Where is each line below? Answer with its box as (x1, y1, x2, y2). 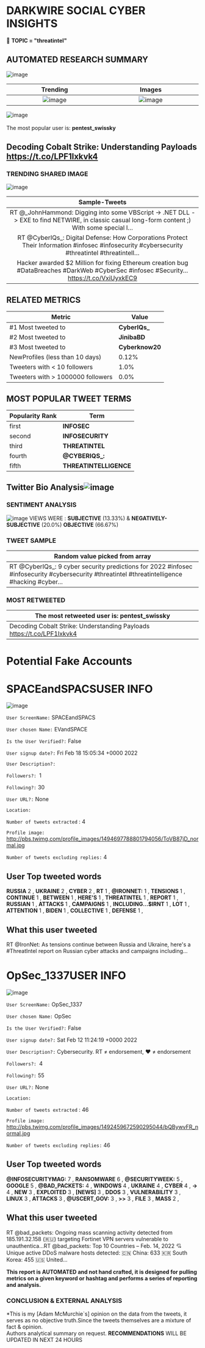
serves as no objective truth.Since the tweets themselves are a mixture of (6, 1316, 192, 1324)
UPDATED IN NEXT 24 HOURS (6, 1336, 82, 1343)
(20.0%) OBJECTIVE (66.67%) (41, 521, 119, 528)
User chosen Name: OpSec (6, 1013, 72, 1020)
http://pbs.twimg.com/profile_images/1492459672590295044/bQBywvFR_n (6, 1123, 198, 1131)
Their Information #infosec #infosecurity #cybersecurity (22, 241, 183, 250)
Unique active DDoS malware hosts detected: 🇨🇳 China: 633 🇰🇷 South (6, 1249, 188, 1256)
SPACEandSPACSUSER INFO (6, 682, 153, 696)
